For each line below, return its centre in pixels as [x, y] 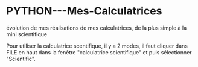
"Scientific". [21, 59]
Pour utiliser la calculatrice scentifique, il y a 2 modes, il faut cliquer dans [97, 46]
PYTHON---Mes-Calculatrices [84, 11]
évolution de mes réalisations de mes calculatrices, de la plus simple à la [97, 28]
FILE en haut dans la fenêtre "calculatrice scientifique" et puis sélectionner [99, 52]
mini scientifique [27, 34]
